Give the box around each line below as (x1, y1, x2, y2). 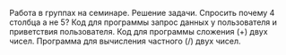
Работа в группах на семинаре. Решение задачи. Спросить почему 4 (9, 8, 275, 18)
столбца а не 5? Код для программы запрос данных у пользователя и (9, 17, 278, 27)
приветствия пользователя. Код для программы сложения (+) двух (9, 27, 268, 36)
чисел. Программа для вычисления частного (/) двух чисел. (9, 35, 241, 46)
